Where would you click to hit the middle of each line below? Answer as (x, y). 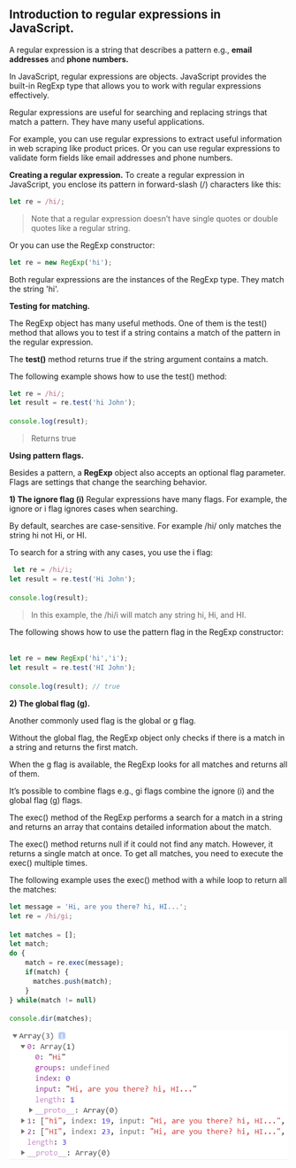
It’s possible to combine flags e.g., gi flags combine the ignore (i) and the (142, 791)
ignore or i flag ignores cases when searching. (94, 509)
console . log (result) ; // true (65, 687)
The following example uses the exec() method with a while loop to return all (148, 879)
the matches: (33, 889)
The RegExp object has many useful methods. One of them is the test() (138, 323)
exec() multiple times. (49, 862)
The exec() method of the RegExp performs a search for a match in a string (146, 817)
